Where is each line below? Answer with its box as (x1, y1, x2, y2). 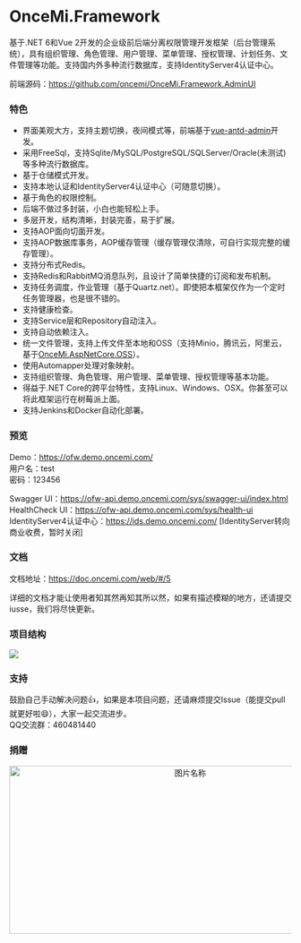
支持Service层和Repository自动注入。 (21, 315, 161, 326)
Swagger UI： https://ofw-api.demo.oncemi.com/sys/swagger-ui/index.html (9, 493, 288, 503)
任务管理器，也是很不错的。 (21, 293, 125, 304)
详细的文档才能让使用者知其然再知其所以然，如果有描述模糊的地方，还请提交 (9, 592, 292, 603)
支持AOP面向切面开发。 (21, 226, 110, 236)
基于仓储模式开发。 (21, 170, 94, 181)
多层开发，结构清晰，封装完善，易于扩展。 (21, 215, 180, 226)
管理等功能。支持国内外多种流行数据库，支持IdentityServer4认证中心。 (16, 59, 279, 70)
